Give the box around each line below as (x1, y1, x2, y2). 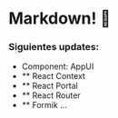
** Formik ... (21, 100, 67, 111)
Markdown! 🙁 (8, 8, 111, 29)
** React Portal (21, 81, 78, 92)
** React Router (21, 90, 81, 101)
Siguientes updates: (8, 41, 100, 54)
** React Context (21, 71, 85, 82)
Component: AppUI (21, 61, 94, 72)
